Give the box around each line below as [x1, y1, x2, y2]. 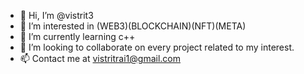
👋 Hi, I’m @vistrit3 [19, 10, 94, 21]
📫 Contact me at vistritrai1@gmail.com [19, 53, 182, 64]
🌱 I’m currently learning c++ [19, 31, 136, 42]
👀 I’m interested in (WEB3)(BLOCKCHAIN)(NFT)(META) [19, 20, 247, 32]
